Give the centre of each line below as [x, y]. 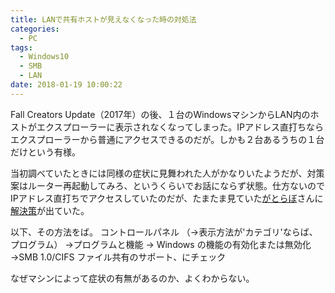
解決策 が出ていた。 [50, 210]
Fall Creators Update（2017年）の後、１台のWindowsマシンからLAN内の [160, 114]
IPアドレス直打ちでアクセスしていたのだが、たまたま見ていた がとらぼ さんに [167, 198]
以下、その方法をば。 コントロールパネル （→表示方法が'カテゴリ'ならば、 [164, 232]
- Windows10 [44, 57]
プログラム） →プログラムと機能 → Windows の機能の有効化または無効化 [161, 244]
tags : [21, 47]
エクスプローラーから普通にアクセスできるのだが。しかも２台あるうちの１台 [167, 139]
